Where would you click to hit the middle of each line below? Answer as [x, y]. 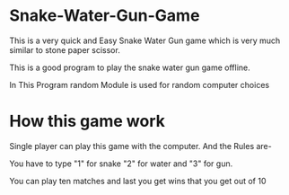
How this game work [88, 121]
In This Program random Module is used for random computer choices [140, 84]
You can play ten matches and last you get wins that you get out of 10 [138, 181]
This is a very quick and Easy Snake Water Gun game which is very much [145, 40]
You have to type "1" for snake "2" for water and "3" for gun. [121, 164]
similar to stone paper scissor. [65, 49]
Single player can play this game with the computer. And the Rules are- [140, 146]
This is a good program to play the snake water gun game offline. [130, 67]
